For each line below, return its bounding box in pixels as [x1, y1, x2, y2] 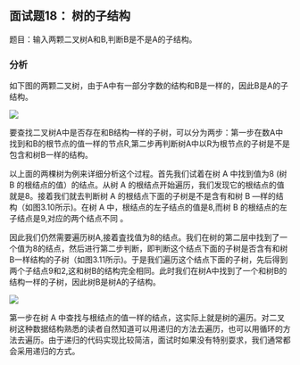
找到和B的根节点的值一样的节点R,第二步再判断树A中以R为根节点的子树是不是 [9, 138, 290, 149]
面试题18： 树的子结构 [9, 8, 131, 24]
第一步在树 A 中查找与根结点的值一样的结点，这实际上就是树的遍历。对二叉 [9, 312, 286, 323]
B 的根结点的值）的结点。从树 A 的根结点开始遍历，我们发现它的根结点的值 [9, 179, 285, 190]
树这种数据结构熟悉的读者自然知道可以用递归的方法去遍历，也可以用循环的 [9, 324, 283, 335]
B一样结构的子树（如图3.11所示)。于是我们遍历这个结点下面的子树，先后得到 [9, 254, 288, 265]
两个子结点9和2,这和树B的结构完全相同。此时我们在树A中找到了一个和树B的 [9, 266, 287, 277]
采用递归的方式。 [16, 346, 80, 357]
